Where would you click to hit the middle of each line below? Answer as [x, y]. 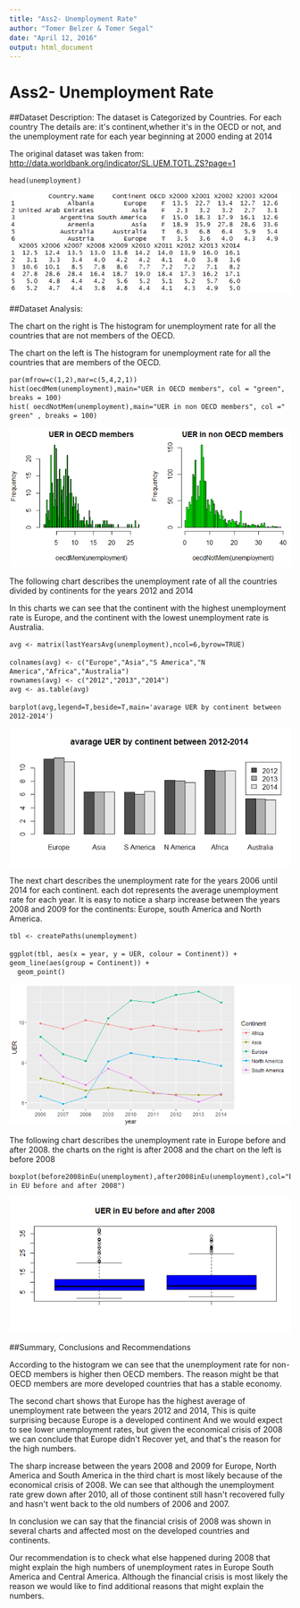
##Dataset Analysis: [46, 308]
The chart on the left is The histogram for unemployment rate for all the [140, 353]
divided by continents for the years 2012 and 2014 [101, 590]
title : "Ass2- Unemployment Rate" [74, 19]
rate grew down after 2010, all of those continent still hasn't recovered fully [147, 1494]
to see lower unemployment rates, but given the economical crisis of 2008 [146, 1430]
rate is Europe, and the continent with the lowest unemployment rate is [139, 617]
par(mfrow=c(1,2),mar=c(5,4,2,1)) [74, 380]
